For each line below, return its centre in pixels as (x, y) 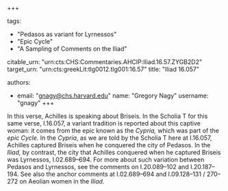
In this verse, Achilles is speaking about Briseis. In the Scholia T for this (107, 116)
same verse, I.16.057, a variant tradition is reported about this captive (104, 123)
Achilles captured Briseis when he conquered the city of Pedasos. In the (109, 145)
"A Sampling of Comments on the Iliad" (72, 49)
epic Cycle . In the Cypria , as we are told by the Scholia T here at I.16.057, (110, 138)
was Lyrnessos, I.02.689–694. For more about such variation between (106, 160)
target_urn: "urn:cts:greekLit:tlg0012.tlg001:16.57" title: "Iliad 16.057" (103, 69)
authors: (19, 82)
